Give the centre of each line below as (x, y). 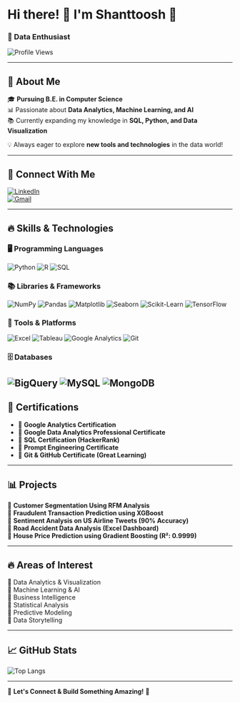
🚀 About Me (34, 81)
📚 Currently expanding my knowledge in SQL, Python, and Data (102, 121)
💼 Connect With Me (51, 174)
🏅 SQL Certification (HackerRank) (69, 440)
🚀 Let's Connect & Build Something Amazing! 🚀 (79, 691)
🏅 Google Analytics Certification (67, 425)
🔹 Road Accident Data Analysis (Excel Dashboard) (83, 528)
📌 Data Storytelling (35, 620)
